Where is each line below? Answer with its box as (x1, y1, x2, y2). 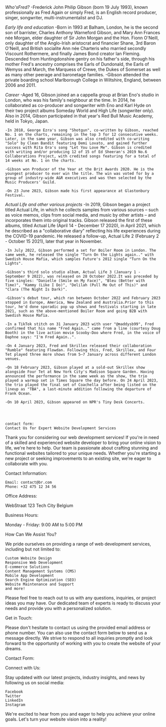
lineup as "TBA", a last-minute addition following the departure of (5, 387, 152, 391)
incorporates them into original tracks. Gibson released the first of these (5, 218, 153, 223)
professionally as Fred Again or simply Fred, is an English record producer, (5, 9, 157, 15)
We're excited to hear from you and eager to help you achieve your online (5, 711, 156, 717)
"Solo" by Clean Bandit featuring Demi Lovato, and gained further (5, 141, 148, 146)
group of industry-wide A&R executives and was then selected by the (5, 175, 152, 180)
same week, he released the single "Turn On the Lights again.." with (5, 252, 154, 257)
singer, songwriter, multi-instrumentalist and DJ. (5, 15, 103, 20)
